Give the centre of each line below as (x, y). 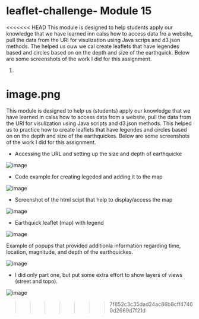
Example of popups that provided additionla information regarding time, (94, 245)
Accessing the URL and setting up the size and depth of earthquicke (98, 154)
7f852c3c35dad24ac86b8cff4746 (151, 304)
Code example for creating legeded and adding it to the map (89, 177)
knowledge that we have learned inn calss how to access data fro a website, (99, 33)
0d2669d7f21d (128, 310)
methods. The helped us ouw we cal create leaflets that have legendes (93, 46)
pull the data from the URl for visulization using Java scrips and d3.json (93, 40)
